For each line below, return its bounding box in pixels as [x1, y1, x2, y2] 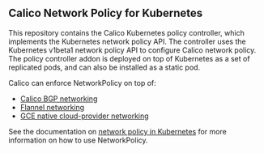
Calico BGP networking [19, 93, 98, 104]
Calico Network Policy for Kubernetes [8, 6, 203, 20]
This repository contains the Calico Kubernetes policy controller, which [8, 28, 245, 37]
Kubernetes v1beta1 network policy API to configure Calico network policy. [8, 45, 257, 55]
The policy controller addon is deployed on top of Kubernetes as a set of [8, 53, 250, 63]
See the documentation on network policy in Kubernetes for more [8, 126, 227, 136]
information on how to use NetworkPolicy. [8, 135, 148, 145]
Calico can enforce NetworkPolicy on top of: [8, 78, 156, 87]
